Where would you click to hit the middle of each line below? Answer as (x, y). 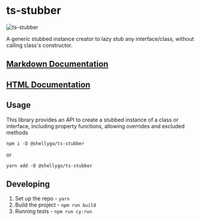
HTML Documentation (48, 85)
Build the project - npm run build (56, 205)
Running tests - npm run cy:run (53, 211)
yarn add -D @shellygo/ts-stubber (50, 166)
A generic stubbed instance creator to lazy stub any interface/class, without (100, 39)
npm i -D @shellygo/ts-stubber (45, 143)
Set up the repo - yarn (42, 199)
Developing (28, 184)
